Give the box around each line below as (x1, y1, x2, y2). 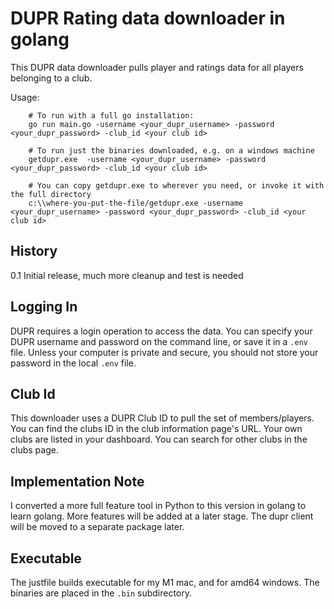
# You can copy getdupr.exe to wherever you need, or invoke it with (28, 180, 325, 191)
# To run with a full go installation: (28, 110, 195, 121)
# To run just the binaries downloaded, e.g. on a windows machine (28, 145, 315, 156)
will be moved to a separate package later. (10, 521, 185, 533)
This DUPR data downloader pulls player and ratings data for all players (10, 61, 304, 73)
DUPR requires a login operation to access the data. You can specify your (10, 325, 313, 337)
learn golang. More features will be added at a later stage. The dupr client (10, 510, 314, 522)
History (10, 243, 58, 260)
